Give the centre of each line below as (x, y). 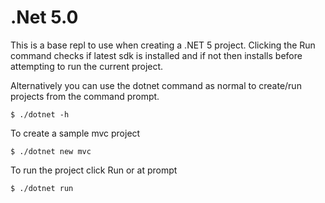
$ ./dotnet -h (40, 114)
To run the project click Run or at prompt (94, 170)
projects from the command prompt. (85, 96)
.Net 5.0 (44, 17)
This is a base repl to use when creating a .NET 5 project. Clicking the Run (163, 45)
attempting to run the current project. (87, 66)
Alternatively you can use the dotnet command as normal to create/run (156, 85)
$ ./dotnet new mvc (51, 151)
